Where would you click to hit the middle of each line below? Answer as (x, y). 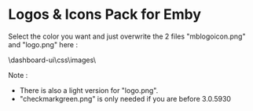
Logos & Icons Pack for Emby (105, 15)
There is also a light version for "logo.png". (89, 90)
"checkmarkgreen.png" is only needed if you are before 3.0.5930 (125, 98)
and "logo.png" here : (43, 44)
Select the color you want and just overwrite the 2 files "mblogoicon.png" (127, 36)
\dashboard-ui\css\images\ (52, 60)
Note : (18, 75)
